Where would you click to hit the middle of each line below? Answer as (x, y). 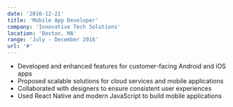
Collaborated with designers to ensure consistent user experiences (114, 88)
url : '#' (20, 46)
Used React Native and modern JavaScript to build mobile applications (120, 96)
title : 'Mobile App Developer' (53, 20)
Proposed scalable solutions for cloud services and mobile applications (120, 81)
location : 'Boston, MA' (42, 33)
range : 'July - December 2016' (53, 40)
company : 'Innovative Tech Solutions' (64, 27)
